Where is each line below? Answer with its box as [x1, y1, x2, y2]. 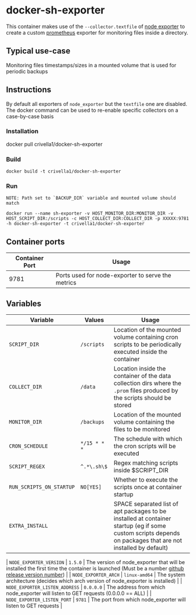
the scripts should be [113, 394, 171, 402]
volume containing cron [113, 333, 178, 341]
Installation [6, 127, 39, 135]
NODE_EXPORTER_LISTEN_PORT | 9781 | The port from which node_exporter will [6, 596, 186, 603]
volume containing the [113, 418, 175, 426]
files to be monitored [113, 425, 170, 434]
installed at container [113, 514, 171, 523]
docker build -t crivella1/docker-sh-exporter [6, 169, 121, 174]
